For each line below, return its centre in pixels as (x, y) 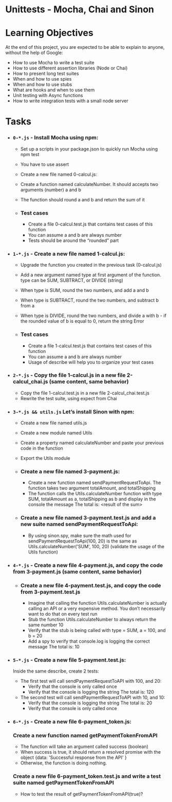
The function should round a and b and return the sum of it (82, 199)
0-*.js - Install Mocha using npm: (55, 138)
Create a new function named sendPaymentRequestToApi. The (94, 483)
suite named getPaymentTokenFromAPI (63, 783)
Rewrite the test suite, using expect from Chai (69, 398)
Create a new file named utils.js (54, 423)
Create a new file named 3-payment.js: (70, 472)
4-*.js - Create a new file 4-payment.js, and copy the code (88, 565)
